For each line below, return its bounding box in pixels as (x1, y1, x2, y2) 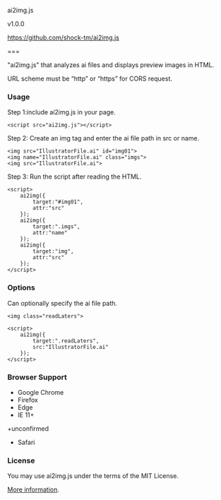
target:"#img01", (32, 198, 83, 206)
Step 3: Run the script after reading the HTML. (7, 172, 142, 181)
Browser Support (7, 372, 67, 382)
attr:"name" (32, 230, 68, 237)
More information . (7, 485, 60, 494)
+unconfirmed (7, 424, 49, 433)
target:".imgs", (32, 223, 80, 230)
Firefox (17, 395, 39, 404)
